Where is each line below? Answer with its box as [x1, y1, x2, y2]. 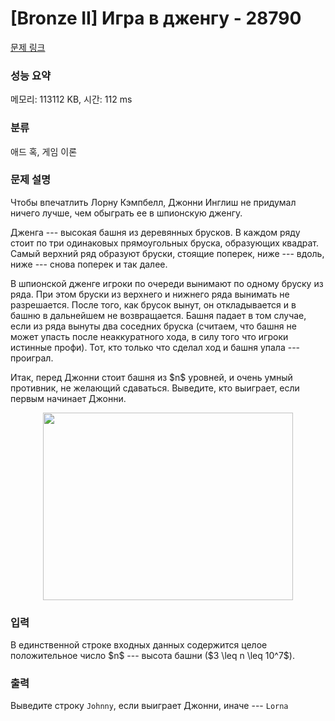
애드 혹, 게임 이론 [10, 145, 78, 157]
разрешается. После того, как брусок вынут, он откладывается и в [10, 298, 297, 311]
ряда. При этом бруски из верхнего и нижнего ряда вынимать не [10, 288, 290, 300]
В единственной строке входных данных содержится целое [10, 639, 268, 651]
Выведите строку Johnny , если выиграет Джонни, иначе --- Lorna [10, 700, 289, 712]
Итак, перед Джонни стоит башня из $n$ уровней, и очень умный [10, 371, 293, 383]
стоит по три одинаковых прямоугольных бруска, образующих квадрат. [10, 237, 319, 249]
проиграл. [10, 352, 54, 364]
